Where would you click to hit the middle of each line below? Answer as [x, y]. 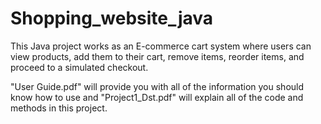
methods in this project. [59, 108]
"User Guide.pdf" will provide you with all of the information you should [157, 86]
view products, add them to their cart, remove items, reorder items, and [157, 56]
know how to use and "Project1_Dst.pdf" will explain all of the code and [157, 97]
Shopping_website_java [112, 18]
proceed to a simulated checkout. [79, 67]
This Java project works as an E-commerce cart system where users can [161, 46]
